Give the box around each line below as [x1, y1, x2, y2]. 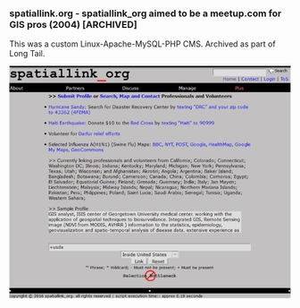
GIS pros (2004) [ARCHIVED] [9, 18, 137, 30]
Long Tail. [9, 48, 46, 59]
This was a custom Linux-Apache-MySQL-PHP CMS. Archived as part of [9, 38, 276, 49]
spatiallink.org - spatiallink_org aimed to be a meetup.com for [9, 7, 282, 20]
